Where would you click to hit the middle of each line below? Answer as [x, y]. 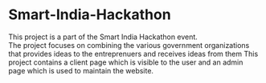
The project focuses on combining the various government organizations [129, 45]
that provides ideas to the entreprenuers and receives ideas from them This [133, 53]
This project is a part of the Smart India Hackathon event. [103, 37]
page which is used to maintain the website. [81, 70]
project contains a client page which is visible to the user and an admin [126, 62]
